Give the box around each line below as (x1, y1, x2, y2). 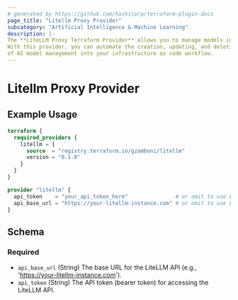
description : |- (7, 30, 55, 38)
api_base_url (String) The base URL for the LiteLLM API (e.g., (17, 263, 197, 272)
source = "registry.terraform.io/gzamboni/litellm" (25, 147, 186, 155)
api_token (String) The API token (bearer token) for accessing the (17, 278, 209, 287)
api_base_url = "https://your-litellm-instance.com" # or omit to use (13, 199, 227, 206)
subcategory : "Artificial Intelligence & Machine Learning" (7, 23, 189, 30)
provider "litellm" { (7, 186, 72, 194)
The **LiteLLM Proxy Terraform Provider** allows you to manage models (7, 37, 223, 44)
